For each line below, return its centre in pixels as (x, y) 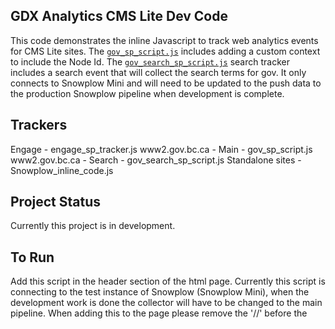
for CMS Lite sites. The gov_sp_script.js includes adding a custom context (165, 51)
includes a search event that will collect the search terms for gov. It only (158, 72)
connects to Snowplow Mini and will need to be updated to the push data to (166, 83)
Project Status (56, 202)
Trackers (39, 125)
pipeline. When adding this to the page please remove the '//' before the (159, 313)
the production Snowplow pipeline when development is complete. (147, 93)
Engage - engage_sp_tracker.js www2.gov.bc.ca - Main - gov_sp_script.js (161, 149)
